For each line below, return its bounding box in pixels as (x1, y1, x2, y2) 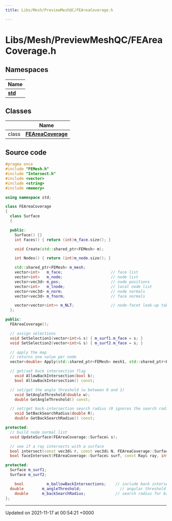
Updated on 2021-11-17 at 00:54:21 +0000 (5, 510, 94, 516)
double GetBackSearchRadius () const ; (14, 416, 95, 421)
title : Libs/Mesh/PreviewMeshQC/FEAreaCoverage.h (5, 7, 114, 13)
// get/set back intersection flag (10, 369, 86, 374)
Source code (5, 148, 47, 157)
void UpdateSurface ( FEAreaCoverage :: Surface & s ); (10, 434, 118, 439)
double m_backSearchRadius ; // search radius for (14, 491, 161, 496)
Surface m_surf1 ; (10, 468, 47, 473)
